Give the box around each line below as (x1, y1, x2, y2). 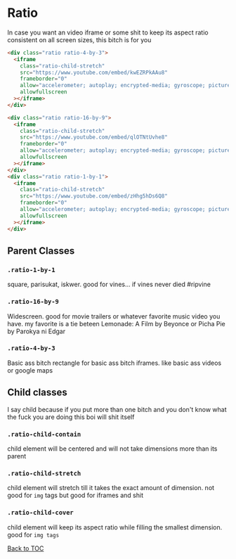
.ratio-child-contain (7, 430, 81, 438)
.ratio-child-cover (7, 508, 74, 517)
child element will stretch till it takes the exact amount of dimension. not (7, 484, 215, 492)
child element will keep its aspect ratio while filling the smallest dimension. (7, 522, 223, 532)
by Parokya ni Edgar (7, 327, 65, 335)
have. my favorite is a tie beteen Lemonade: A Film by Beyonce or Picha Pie (7, 319, 226, 328)
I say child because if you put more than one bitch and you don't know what (7, 405, 227, 413)
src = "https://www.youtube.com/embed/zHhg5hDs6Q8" (20, 193, 169, 200)
